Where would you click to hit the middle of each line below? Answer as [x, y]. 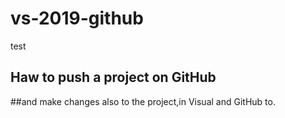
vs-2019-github [77, 18]
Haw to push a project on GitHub [113, 77]
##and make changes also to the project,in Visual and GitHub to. [143, 101]
